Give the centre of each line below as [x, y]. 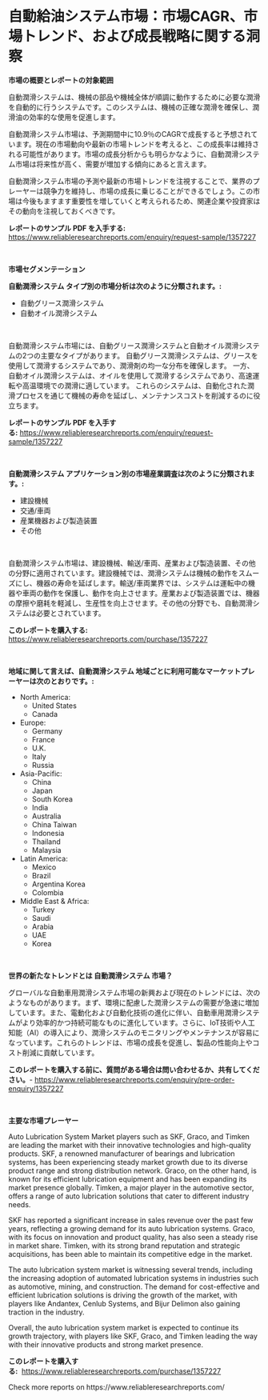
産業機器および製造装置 [58, 520]
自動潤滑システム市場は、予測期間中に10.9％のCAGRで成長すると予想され [130, 134]
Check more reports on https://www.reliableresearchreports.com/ [117, 1387]
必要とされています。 [70, 613]
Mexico [44, 867]
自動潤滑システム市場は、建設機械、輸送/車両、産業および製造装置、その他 [132, 563]
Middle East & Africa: [54, 901]
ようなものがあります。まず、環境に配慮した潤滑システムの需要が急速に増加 [134, 1002]
